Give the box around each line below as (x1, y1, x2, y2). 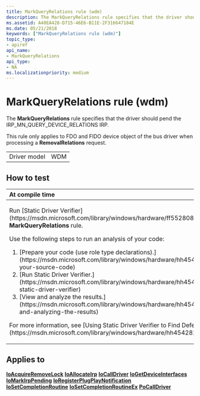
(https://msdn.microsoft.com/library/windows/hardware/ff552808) (9, 214, 196, 222)
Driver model (9, 152, 46, 161)
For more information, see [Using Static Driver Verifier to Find (9, 321, 180, 329)
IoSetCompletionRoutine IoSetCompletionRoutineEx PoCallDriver (6, 383, 171, 390)
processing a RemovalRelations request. (6, 139, 107, 146)
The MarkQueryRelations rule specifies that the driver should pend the (6, 115, 182, 122)
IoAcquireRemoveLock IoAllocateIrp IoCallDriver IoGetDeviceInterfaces (6, 370, 187, 378)
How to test (6, 173, 49, 183)
